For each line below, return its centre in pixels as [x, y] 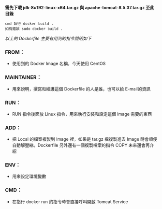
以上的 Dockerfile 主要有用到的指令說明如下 [48, 38]
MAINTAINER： [23, 77]
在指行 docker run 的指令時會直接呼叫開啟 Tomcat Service [70, 202]
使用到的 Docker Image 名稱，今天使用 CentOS [59, 64]
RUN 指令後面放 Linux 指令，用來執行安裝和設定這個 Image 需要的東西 [82, 114]
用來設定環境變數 [29, 177]
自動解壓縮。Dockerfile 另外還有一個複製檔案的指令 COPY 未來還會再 [81, 145]
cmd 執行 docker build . [29, 24]
